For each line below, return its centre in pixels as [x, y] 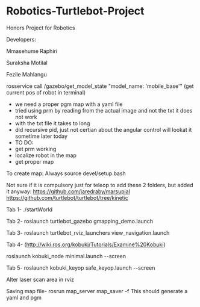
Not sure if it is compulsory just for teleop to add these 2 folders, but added [100, 185]
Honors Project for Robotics [41, 28]
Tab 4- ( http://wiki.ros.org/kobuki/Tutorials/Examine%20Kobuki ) [86, 244]
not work [26, 117]
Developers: [21, 39]
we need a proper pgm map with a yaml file [69, 104]
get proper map [34, 161]
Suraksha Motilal [27, 63]
